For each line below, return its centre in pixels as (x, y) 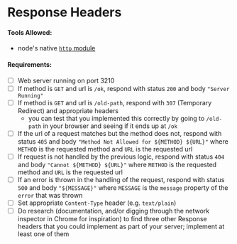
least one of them (43, 234)
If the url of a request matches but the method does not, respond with (120, 133)
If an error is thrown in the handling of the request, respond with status (121, 179)
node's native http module (56, 48)
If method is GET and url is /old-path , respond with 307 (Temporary (115, 102)
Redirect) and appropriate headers (68, 110)
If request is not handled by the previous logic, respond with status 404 (121, 157)
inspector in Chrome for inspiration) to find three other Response (112, 219)
